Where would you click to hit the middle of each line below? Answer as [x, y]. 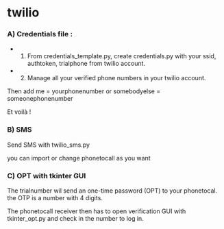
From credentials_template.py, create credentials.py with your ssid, [122, 56]
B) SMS [20, 130]
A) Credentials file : [40, 34]
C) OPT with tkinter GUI [47, 176]
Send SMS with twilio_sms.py [49, 145]
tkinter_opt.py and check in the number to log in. [75, 219]
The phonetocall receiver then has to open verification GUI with [97, 211]
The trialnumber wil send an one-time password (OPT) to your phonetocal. [112, 191]
